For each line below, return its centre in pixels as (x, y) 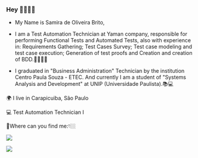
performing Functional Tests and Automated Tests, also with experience (103, 41)
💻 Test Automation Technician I (45, 112)
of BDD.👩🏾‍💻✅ (31, 60)
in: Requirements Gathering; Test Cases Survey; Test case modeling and (103, 47)
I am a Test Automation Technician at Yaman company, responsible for (101, 34)
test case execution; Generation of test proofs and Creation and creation (103, 53)
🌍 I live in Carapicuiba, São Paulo (48, 98)
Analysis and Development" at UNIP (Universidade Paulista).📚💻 (94, 84)
